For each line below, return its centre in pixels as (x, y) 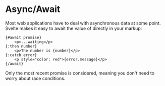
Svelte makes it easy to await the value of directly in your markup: (74, 28)
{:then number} (21, 46)
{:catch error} (21, 55)
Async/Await (33, 9)
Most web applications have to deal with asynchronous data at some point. (83, 23)
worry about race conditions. (35, 78)
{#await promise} (23, 37)
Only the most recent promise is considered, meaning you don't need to (80, 73)
